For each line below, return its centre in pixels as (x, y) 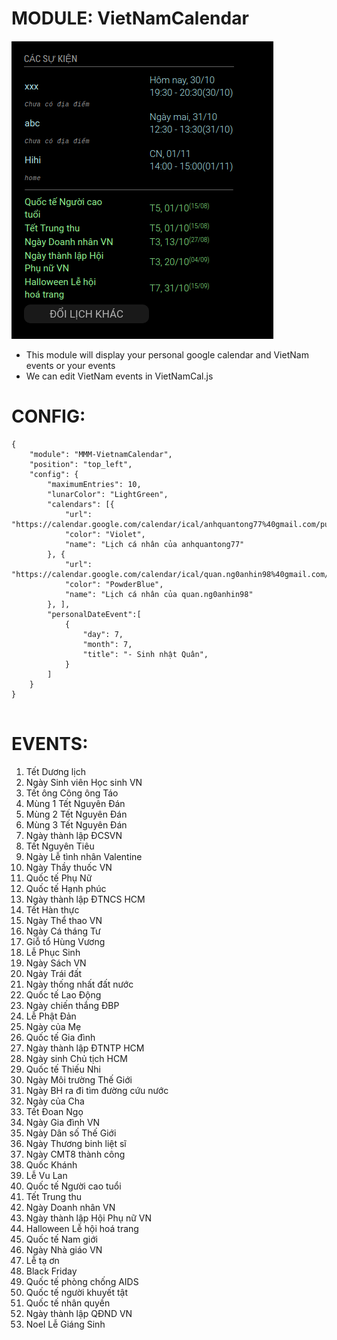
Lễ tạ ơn (42, 1260)
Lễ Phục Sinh (53, 952)
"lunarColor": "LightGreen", (108, 494)
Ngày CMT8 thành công (75, 1154)
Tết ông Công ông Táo (72, 793)
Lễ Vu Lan (46, 1175)
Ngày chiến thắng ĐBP (72, 1005)
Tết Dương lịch (55, 771)
